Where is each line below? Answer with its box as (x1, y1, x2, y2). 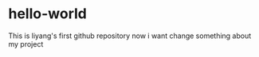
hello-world (8, 5, 88, 23)
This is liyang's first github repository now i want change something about (8, 31, 252, 40)
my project (8, 39, 44, 48)
